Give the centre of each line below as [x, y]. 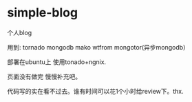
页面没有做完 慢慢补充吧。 [44, 76]
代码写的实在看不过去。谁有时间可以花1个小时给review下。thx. [95, 91]
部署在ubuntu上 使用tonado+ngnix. [57, 62]
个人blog [20, 32]
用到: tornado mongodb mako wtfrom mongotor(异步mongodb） [98, 47]
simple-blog [42, 13]
